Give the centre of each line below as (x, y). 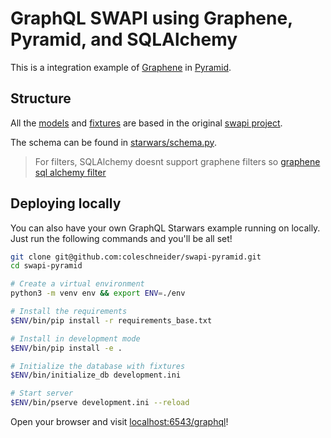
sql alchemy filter (70, 172)
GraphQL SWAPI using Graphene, (151, 18)
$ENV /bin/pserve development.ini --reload (100, 403)
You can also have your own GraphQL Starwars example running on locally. (165, 228)
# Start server (42, 393)
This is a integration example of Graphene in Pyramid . (121, 67)
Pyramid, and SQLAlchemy (124, 39)
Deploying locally (66, 203)
